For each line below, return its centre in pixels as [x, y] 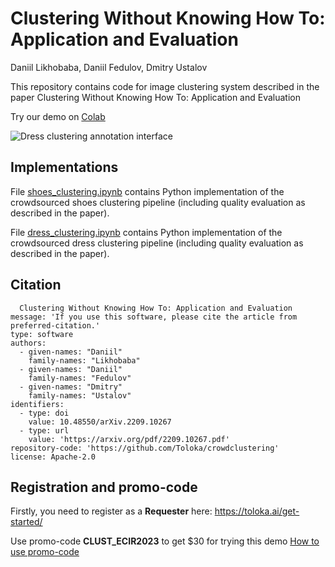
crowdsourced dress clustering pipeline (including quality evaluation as [157, 243]
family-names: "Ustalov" [80, 395]
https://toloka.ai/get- [257, 511]
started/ [26, 522]
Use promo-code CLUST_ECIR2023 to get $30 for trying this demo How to [165, 541]
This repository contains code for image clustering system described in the [165, 86]
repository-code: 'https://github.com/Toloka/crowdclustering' [145, 448]
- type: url [44, 430]
